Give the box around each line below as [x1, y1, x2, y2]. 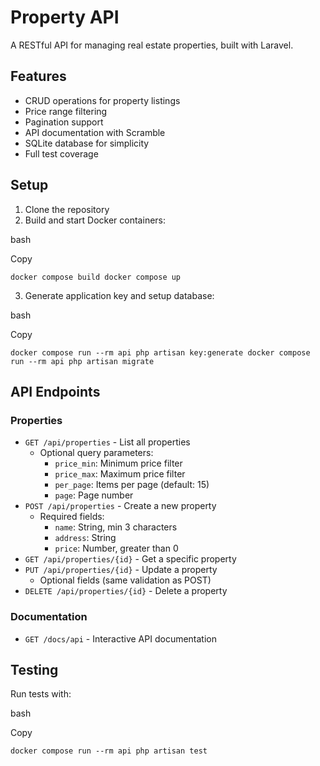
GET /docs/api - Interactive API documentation [24, 632, 218, 645]
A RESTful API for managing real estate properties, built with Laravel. [10, 39, 294, 51]
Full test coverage [24, 147, 99, 160]
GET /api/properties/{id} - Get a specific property [24, 553, 237, 565]
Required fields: [39, 511, 105, 523]
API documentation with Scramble [24, 126, 166, 138]
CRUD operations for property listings [24, 94, 181, 106]
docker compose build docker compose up [10, 272, 182, 282]
